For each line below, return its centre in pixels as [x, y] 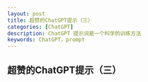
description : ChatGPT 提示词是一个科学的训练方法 [74, 33]
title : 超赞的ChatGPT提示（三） [50, 20]
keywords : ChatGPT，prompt [46, 40]
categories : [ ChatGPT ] [40, 27]
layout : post [26, 14]
